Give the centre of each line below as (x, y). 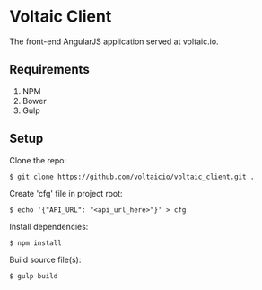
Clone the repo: (38, 160)
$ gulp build (34, 276)
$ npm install (36, 243)
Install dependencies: (49, 226)
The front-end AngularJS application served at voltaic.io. (114, 41)
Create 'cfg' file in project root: (66, 193)
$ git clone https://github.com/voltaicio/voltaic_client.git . (132, 177)
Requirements (49, 70)
